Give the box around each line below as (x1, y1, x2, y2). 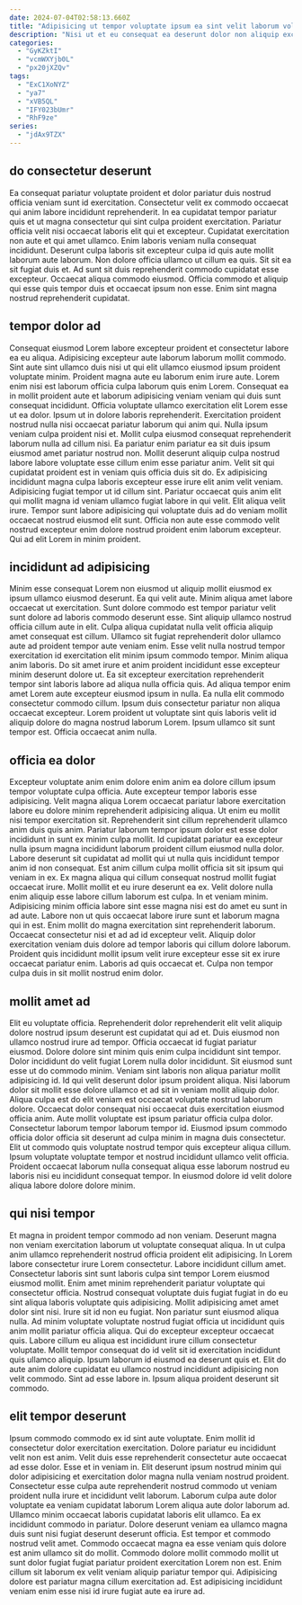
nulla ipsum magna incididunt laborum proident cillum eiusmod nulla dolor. (9, 843, 285, 854)
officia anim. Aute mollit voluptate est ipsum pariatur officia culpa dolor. (9, 1112, 273, 1124)
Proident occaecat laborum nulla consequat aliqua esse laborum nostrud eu (9, 1161, 290, 1172)
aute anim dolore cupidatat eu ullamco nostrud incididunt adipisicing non (9, 1363, 279, 1374)
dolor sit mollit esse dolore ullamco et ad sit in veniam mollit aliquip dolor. (9, 1084, 280, 1095)
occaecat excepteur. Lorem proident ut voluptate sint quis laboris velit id (9, 708, 277, 718)
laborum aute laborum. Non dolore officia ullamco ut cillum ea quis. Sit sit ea (9, 254, 292, 265)
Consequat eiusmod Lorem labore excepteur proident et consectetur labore (9, 343, 289, 353)
